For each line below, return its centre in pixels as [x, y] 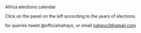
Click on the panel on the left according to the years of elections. [71, 16]
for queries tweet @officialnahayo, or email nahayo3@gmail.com [70, 25]
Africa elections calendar [30, 7]
